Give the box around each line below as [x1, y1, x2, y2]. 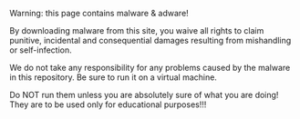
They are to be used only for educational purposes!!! [9, 99, 207, 110]
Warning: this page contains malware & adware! [9, 8, 189, 18]
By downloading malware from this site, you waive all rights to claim [9, 25, 264, 35]
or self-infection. [9, 45, 73, 55]
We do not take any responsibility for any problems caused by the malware [9, 63, 291, 73]
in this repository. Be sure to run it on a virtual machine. [9, 72, 217, 83]
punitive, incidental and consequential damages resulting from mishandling [9, 35, 292, 45]
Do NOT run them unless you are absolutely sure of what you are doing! [9, 90, 279, 100]
